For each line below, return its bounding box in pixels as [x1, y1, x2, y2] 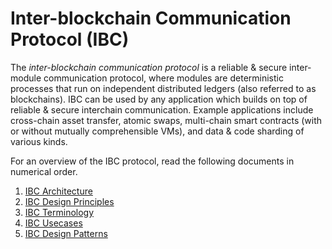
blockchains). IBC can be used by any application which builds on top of [10, 93, 308, 105]
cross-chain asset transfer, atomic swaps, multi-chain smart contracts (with [10, 114, 323, 126]
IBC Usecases [24, 217, 83, 229]
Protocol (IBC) [10, 28, 130, 51]
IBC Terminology [24, 206, 95, 218]
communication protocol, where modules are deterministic [43, 72, 284, 84]
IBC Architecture [24, 185, 93, 197]
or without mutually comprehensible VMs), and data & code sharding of [10, 125, 305, 137]
